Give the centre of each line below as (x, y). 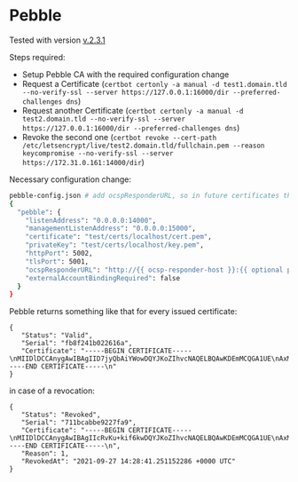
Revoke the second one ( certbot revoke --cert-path (119, 137)
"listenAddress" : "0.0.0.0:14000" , (91, 220)
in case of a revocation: (52, 391)
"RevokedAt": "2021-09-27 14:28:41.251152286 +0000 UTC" (129, 462)
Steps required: (37, 57)
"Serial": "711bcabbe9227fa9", (79, 423)
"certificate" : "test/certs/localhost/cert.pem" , (119, 237)
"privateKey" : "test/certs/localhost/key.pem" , (114, 245)
